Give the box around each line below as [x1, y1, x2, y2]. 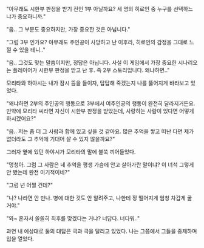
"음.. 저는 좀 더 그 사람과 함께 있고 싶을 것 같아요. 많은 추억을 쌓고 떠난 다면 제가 [6, 128, 194, 135]
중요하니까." [17, 13, 46, 20]
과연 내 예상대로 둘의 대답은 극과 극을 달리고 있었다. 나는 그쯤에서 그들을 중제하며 [6, 227, 197, 235]
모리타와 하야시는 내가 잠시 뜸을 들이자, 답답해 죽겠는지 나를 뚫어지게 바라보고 [6, 79, 189, 86]
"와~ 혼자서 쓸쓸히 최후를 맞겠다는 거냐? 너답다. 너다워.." [6, 215, 140, 222]
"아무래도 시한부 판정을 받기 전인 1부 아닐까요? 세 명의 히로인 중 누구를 [6, 5, 172, 12]
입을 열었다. [6, 235, 35, 242]
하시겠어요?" [6, 115, 36, 122]
